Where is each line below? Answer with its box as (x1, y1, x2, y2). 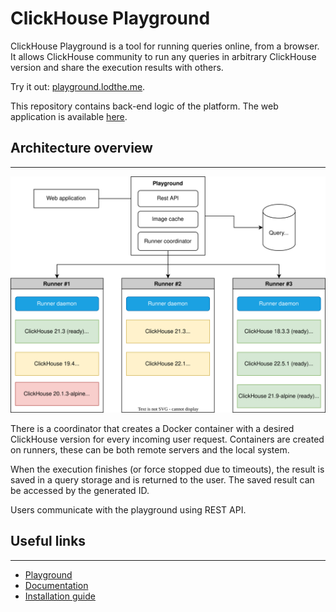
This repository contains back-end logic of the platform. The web (10, 100, 279, 112)
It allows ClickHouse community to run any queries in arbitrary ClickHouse (10, 50, 317, 62)
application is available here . (10, 110, 128, 122)
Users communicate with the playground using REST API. (10, 503, 247, 516)
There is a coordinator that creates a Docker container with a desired (10, 422, 295, 434)
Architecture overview (10, 140, 153, 157)
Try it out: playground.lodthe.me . (10, 80, 146, 92)
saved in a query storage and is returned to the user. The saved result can (10, 473, 315, 486)
